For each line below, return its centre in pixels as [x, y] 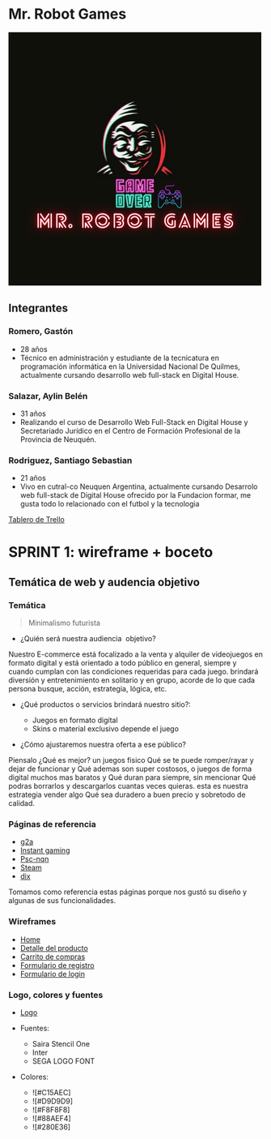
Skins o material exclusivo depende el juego [106, 729]
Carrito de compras [53, 957]
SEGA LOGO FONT [64, 1061]
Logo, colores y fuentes [56, 995]
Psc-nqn [34, 859]
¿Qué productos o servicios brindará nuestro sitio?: [106, 704]
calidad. [21, 803]
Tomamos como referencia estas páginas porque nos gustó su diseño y [128, 892]
